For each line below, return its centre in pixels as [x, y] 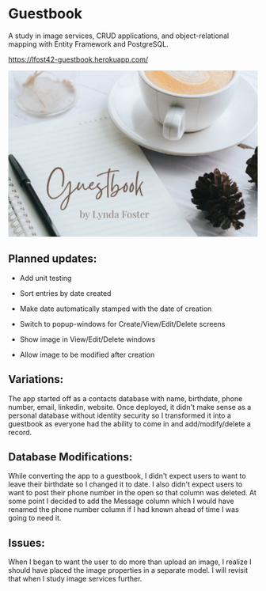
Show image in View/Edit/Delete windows [87, 339]
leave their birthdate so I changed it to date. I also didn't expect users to [125, 484]
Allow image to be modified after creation [87, 354]
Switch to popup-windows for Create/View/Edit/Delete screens [122, 324]
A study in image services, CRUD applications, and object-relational [119, 36]
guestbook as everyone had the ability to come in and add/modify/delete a [129, 423]
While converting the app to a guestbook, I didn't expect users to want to [127, 476]
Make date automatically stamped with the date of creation [116, 309]
